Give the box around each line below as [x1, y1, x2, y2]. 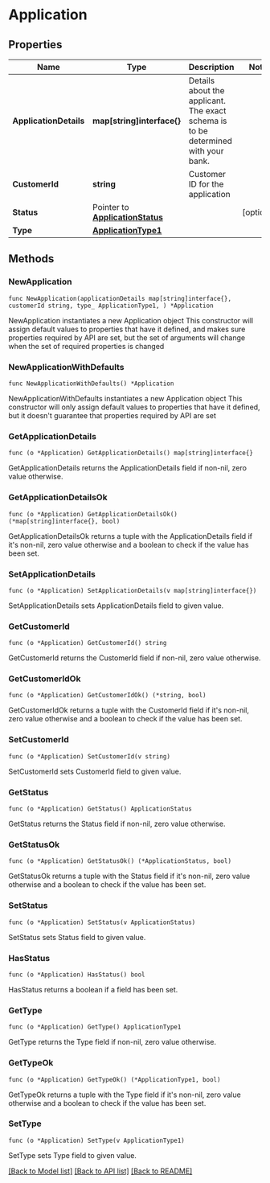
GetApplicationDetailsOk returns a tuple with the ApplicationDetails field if [8, 531, 253, 540]
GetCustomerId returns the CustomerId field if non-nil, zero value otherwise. [8, 653, 261, 663]
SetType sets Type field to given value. [8, 1150, 137, 1160]
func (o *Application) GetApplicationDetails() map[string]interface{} [8, 449, 253, 458]
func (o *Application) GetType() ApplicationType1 [8, 1023, 182, 1031]
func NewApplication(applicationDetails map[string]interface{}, [8, 294, 231, 302]
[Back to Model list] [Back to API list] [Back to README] [8, 1166, 193, 1176]
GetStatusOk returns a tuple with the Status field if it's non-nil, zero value [8, 871, 251, 881]
